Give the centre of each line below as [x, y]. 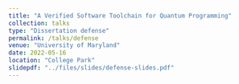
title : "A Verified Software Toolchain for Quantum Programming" [120, 16]
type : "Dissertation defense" [59, 30]
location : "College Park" [52, 61]
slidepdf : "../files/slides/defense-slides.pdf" [91, 68]
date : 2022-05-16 [37, 53]
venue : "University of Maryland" [64, 46]
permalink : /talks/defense [54, 38]
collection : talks [39, 23]
